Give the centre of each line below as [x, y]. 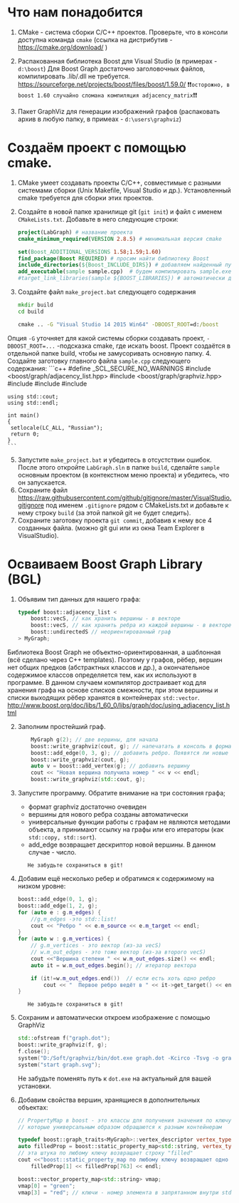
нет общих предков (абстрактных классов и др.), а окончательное [108, 667]
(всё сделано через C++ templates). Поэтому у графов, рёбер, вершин [115, 659]
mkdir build [35, 305]
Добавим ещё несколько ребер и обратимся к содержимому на [116, 879]
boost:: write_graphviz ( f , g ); [63, 1045]
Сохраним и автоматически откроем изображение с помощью [114, 1018]
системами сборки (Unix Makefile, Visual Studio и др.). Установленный [124, 190]
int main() [23, 415]
